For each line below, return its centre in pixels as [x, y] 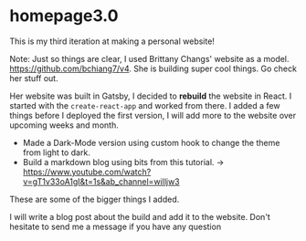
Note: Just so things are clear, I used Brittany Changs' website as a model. [149, 58]
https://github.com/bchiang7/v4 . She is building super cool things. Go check [153, 68]
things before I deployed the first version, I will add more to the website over [153, 115]
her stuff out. [34, 78]
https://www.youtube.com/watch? [87, 172]
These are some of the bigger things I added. [95, 199]
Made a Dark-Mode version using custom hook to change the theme [151, 142]
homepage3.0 [64, 16]
